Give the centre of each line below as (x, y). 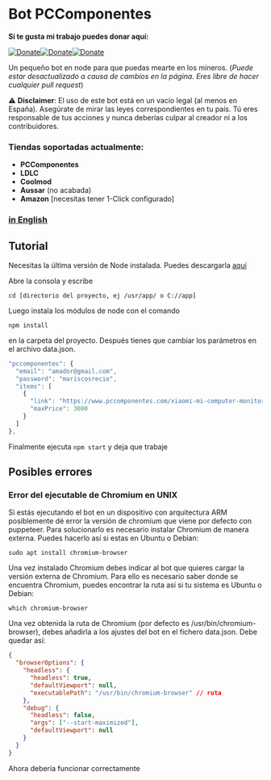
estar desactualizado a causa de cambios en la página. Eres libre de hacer (134, 76)
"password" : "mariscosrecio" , (66, 379)
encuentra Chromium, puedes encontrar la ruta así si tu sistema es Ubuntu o (135, 585)
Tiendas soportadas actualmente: (76, 147)
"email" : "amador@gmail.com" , (66, 371)
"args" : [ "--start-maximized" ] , (84, 723)
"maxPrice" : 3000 (59, 409)
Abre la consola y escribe (51, 281)
